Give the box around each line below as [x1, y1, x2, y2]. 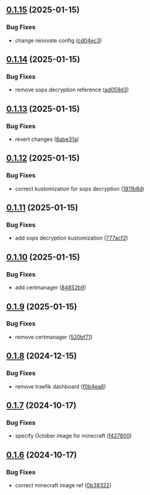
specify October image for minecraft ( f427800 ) [14, 432, 132, 439]
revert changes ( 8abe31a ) [14, 136, 80, 143]
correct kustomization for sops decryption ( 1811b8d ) [14, 185, 145, 192]
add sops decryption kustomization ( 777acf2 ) [14, 234, 128, 241]
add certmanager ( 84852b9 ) [14, 284, 86, 291]
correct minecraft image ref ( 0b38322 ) [14, 481, 112, 489]
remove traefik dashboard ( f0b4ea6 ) [14, 382, 107, 390]
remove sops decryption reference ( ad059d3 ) [14, 86, 130, 93]
